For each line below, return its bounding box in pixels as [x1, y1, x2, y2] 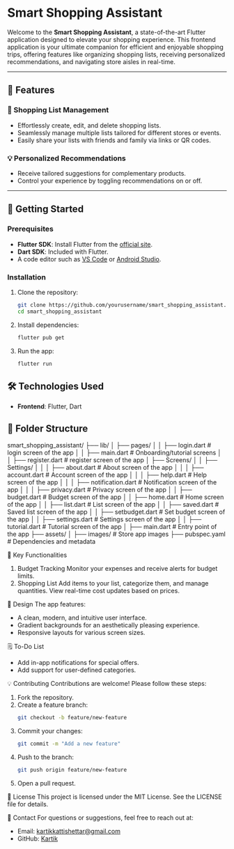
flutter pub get [17, 334, 65, 341]
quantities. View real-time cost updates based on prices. [17, 587, 180, 595]
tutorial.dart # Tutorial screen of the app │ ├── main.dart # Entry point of [7, 523, 217, 531]
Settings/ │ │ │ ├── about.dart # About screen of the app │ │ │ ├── [7, 464, 204, 472]
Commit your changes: [17, 726, 83, 735]
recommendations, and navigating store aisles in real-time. [7, 57, 175, 66]
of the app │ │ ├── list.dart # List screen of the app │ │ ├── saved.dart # [7, 500, 219, 509]
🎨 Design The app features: [7, 600, 86, 609]
